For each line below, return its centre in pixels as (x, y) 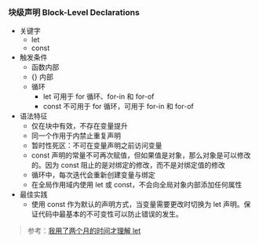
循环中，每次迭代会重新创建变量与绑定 (93, 175)
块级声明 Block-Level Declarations (74, 12)
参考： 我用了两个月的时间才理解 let (84, 231)
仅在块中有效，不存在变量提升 (79, 126)
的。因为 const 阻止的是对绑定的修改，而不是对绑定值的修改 (128, 165)
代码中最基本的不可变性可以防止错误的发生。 (110, 214)
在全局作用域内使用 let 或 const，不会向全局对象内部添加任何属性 (137, 185)
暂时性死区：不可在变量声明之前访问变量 (97, 146)
